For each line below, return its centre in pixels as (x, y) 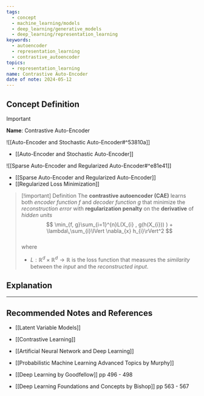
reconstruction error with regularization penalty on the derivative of (107, 208)
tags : (13, 12)
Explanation (29, 285)
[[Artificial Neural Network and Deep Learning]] (74, 351)
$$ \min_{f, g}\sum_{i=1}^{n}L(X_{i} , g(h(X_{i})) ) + (110, 224)
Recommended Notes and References (80, 313)
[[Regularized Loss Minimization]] (57, 184)
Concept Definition (43, 104)
